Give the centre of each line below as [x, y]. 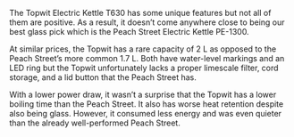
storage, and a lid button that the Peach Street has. [103, 77]
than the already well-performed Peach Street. [95, 123]
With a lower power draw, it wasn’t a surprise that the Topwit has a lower [143, 94]
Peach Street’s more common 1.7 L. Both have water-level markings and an [147, 58]
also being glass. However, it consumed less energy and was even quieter [146, 113]
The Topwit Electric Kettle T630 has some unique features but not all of [140, 13]
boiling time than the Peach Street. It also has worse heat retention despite [147, 104]
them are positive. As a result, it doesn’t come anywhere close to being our [147, 22]
